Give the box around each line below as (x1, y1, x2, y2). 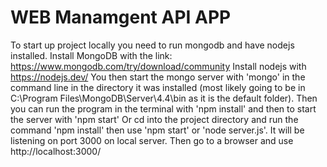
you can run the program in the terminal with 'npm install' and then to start (10, 102, 317, 115)
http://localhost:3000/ (10, 145, 102, 157)
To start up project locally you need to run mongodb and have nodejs (10, 39, 295, 51)
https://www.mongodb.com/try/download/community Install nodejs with (10, 60, 307, 72)
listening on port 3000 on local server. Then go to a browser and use (10, 134, 294, 146)
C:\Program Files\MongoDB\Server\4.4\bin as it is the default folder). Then (10, 92, 318, 104)
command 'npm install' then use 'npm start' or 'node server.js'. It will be (10, 124, 305, 136)
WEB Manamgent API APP (10, 6, 232, 29)
